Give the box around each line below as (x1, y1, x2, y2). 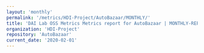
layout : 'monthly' (6, 9, 53, 15)
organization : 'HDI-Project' (6, 26, 80, 32)
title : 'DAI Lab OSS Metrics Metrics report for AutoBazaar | (6, 20, 167, 26)
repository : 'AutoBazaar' (6, 32, 72, 38)
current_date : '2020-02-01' (6, 37, 78, 43)
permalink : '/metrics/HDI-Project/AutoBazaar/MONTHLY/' (6, 15, 151, 21)
